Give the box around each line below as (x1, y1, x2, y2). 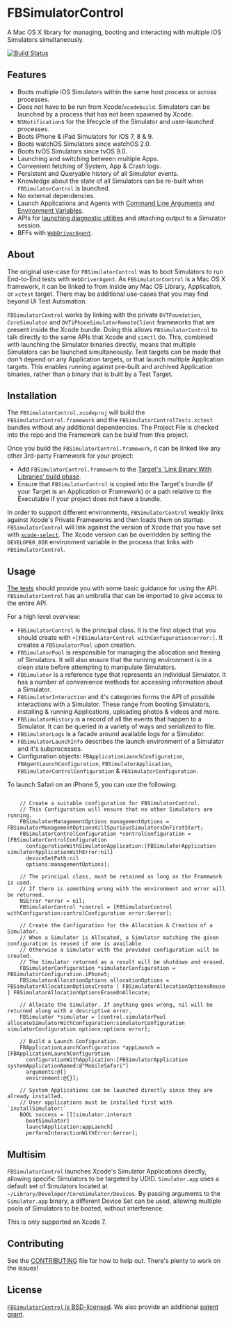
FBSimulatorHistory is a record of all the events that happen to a (17, 715, 202, 724)
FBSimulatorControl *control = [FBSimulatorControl (19, 904, 172, 911)
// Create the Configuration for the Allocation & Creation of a (19, 922, 214, 929)
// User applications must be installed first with (19, 1099, 172, 1107)
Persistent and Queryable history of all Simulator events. (17, 169, 179, 177)
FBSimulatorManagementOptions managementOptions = (19, 818, 170, 825)
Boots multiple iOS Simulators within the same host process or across (17, 87, 217, 96)
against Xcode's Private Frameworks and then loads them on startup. (7, 516, 205, 524)
